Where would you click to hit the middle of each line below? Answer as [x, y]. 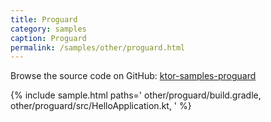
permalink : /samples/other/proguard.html [98, 47]
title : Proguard [44, 19]
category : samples [48, 29]
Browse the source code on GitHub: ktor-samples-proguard [133, 76]
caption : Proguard [48, 38]
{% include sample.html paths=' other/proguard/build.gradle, [136, 95]
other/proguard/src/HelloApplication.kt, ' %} [101, 106]
